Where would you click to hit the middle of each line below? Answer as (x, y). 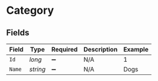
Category (30, 10)
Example (136, 49)
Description (101, 49)
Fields (18, 33)
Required (64, 49)
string (37, 69)
